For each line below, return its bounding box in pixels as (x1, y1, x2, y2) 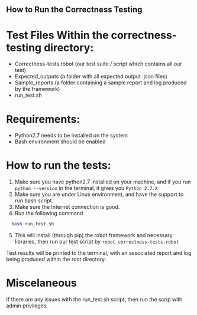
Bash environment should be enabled (14, 138, 106, 145)
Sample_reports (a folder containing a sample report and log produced (14, 79, 187, 86)
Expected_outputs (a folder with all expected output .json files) (14, 73, 167, 80)
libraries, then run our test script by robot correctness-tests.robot (14, 238, 179, 245)
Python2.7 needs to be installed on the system (14, 132, 128, 139)
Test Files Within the (6, 28, 109, 42)
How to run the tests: (6, 159, 111, 172)
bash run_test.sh (11, 221, 54, 227)
